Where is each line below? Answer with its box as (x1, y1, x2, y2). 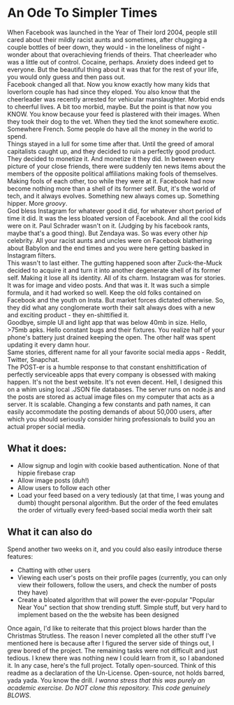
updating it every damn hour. (7, 340, 91, 349)
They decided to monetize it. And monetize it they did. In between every (7, 154, 215, 162)
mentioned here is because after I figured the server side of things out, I (7, 638, 214, 647)
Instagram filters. (7, 251, 57, 260)
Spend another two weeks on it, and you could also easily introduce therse (7, 545, 222, 553)
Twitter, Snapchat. (7, 355, 59, 363)
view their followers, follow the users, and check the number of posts (17, 580, 217, 589)
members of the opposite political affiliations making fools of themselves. (7, 169, 218, 178)
